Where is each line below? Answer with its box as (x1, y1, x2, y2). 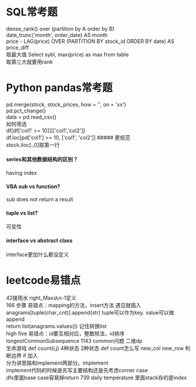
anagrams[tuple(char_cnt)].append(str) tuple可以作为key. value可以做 (6, 309, 174, 316)
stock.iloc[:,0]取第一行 (6, 141, 60, 148)
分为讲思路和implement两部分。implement (6, 359, 109, 366)
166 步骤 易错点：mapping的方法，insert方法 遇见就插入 (6, 301, 141, 309)
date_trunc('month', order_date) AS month (6, 31, 108, 38)
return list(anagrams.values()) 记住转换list (6, 322, 107, 329)
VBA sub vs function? (6, 183, 60, 190)
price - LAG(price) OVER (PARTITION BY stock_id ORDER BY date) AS (6, 38, 175, 45)
